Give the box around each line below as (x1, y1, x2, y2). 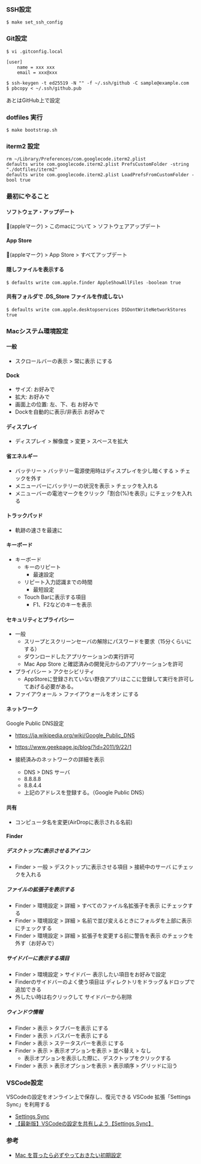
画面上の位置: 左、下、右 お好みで (14, 401, 99, 408)
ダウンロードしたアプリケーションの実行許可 (23, 653, 135, 660)
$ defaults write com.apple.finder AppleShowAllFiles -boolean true (6, 280, 181, 286)
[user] (6, 59, 23, 65)
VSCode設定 (6, 1079, 43, 1087)
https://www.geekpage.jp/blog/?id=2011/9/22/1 (14, 744, 132, 751)
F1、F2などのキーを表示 (32, 601, 92, 608)
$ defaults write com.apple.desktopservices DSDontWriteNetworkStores (6, 307, 187, 313)
